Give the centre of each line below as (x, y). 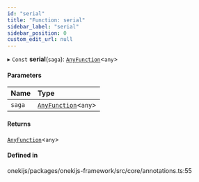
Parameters (24, 75)
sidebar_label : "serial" (43, 26)
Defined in (23, 155)
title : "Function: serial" (46, 20)
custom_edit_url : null (40, 40)
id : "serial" (26, 14)
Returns (19, 124)
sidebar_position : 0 (37, 33)
